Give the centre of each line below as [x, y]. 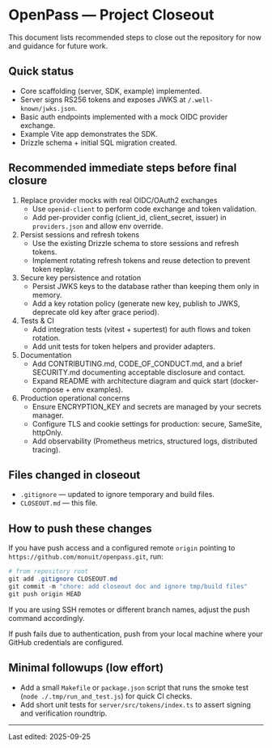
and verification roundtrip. [64, 713]
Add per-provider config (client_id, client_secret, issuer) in [129, 217]
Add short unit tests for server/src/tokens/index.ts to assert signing [135, 704]
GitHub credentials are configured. [66, 642]
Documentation [46, 355]
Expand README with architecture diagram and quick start [130, 380]
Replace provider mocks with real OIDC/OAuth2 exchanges [119, 200]
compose [48, 389]
